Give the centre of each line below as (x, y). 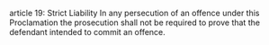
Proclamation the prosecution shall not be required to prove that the (135, 22)
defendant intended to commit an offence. (88, 32)
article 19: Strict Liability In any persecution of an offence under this (134, 13)
